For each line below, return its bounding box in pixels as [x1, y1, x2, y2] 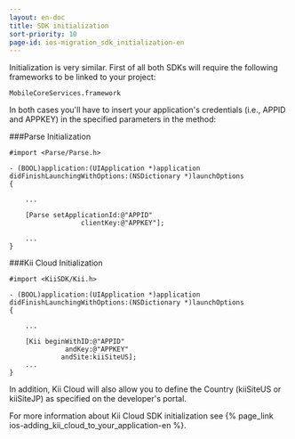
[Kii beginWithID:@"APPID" [25, 337, 125, 346]
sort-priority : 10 [9, 29, 77, 38]
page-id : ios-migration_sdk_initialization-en [9, 37, 185, 47]
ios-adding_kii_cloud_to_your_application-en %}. [9, 420, 187, 431]
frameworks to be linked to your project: [9, 72, 156, 83]
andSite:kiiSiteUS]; [60, 353, 138, 362]
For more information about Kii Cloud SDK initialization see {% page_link [9, 411, 274, 421]
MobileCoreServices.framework [9, 89, 122, 98]
